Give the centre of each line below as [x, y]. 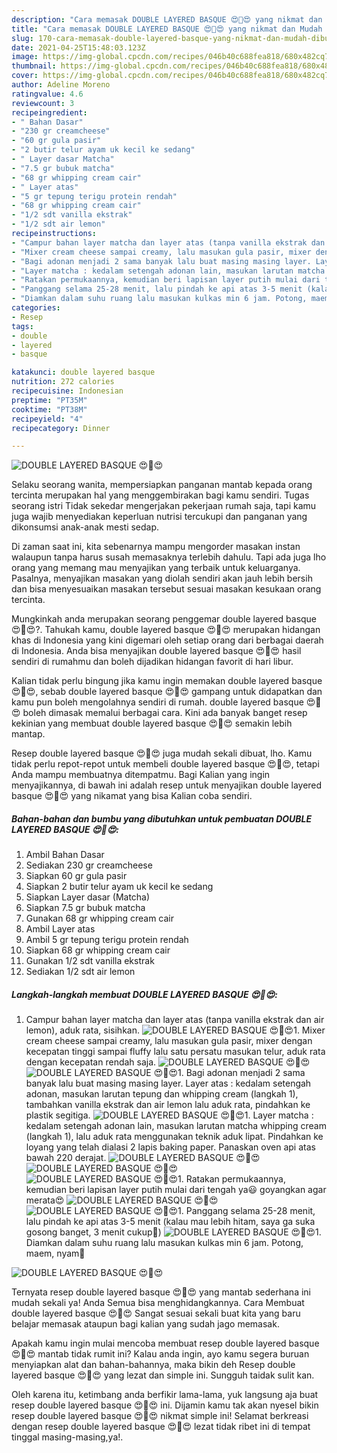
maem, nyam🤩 [55, 1253]
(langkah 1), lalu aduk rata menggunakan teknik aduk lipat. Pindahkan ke [174, 1137]
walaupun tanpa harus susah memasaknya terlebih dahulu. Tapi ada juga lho [169, 557]
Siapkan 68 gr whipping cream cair [98, 950]
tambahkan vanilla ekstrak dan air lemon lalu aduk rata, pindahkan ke [168, 1105]
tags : [22, 326]
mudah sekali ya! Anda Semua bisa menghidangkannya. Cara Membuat [158, 1303]
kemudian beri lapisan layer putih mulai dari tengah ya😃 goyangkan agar [176, 1190]
